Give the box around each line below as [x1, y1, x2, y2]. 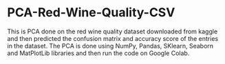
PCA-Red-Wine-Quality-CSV [7, 5, 175, 20]
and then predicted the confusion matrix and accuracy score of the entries [7, 34, 219, 42]
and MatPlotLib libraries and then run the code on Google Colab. [7, 49, 190, 57]
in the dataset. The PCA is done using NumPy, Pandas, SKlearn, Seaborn [7, 42, 214, 50]
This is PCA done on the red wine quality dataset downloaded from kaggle [7, 27, 218, 35]
